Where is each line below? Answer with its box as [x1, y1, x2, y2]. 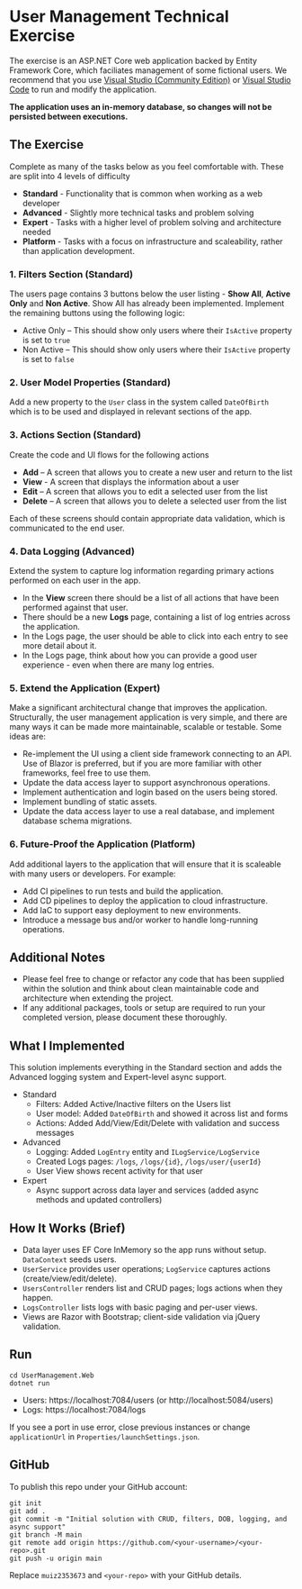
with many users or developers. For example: [9, 867, 177, 879]
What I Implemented [9, 1038, 126, 1053]
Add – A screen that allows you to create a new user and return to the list [22, 467, 293, 477]
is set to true [22, 335, 70, 346]
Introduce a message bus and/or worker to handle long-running [22, 914, 259, 925]
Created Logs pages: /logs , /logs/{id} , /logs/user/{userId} [35, 1156, 262, 1167]
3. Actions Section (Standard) [9, 429, 142, 441]
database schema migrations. [22, 815, 133, 826]
